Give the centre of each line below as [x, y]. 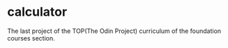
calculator [37, 12]
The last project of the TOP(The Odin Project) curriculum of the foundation [114, 31]
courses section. [31, 38]
